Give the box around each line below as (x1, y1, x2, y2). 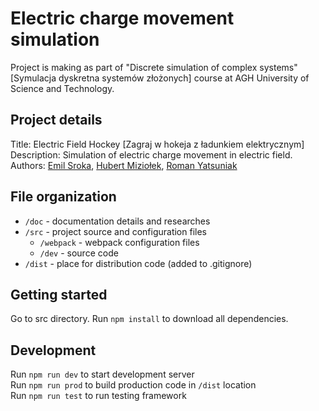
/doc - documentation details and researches (24, 215, 211, 227)
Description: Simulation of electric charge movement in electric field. (10, 148, 293, 161)
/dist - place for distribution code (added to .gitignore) (24, 257, 253, 269)
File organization (10, 188, 117, 206)
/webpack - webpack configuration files (39, 236, 200, 248)
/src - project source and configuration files (24, 225, 207, 237)
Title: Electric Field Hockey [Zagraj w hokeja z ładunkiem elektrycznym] (10, 138, 305, 150)
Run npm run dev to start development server (10, 368, 195, 381)
